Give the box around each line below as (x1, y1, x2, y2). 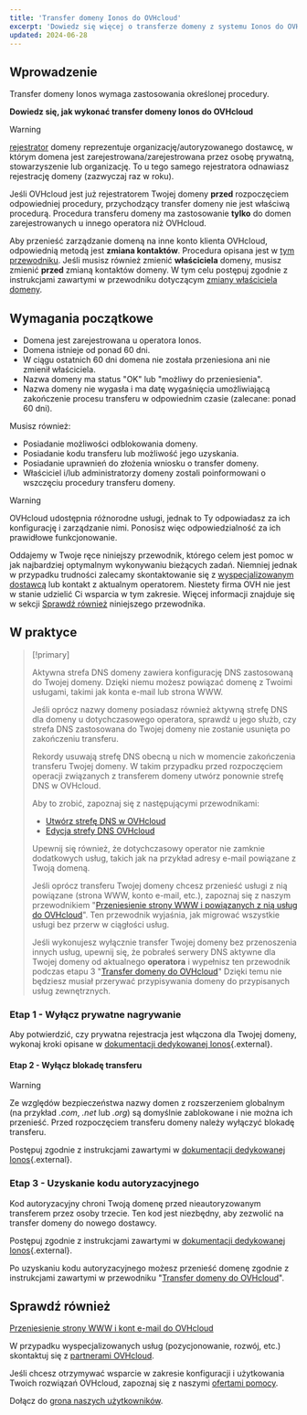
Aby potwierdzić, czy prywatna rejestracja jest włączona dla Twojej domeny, (9, 1029, 297, 1040)
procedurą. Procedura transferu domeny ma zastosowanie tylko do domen (9, 208, 291, 220)
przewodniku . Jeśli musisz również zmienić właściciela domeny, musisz (9, 255, 281, 266)
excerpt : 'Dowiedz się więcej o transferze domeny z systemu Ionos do (9, 22, 284, 31)
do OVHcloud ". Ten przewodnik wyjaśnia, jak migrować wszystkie (31, 909, 281, 920)
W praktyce (9, 625, 78, 640)
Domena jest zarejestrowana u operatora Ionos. (22, 335, 202, 346)
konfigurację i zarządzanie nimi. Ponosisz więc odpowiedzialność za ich (9, 522, 281, 533)
